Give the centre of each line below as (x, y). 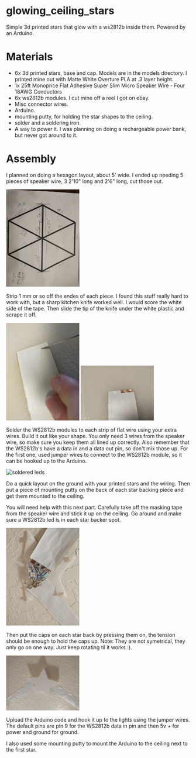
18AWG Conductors (38, 91)
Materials (30, 57)
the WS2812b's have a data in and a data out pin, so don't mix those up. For (97, 449)
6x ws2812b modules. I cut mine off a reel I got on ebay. (82, 98)
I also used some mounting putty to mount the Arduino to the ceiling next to (97, 743)
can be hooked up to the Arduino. (47, 461)
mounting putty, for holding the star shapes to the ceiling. (84, 116)
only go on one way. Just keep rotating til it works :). (69, 647)
